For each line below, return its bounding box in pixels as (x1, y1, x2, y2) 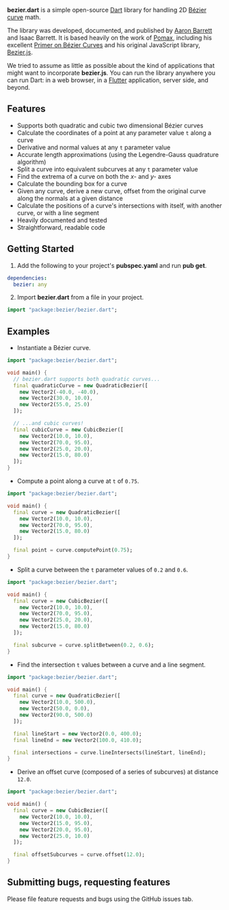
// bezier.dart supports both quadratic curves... (13, 376, 161, 382)
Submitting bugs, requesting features (7, 876, 171, 888)
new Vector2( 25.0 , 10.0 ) (19, 833, 90, 839)
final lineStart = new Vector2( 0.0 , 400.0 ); (13, 730, 142, 737)
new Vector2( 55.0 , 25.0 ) (19, 401, 90, 408)
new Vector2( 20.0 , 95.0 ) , (19, 826, 94, 833)
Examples (7, 325, 50, 337)
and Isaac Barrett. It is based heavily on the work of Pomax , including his (7, 34, 212, 42)
